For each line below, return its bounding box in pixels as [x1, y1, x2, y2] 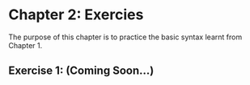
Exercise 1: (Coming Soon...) [8, 64, 155, 78]
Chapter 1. [8, 40, 43, 50]
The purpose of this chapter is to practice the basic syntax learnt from [8, 32, 243, 42]
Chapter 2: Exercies [8, 6, 144, 24]
